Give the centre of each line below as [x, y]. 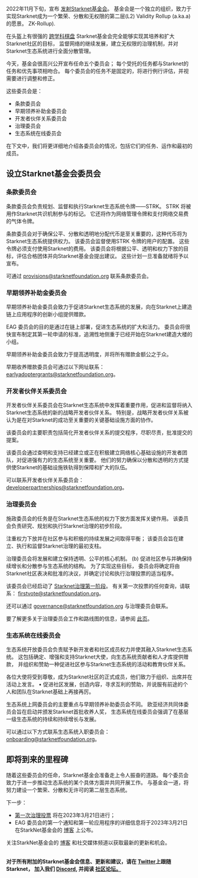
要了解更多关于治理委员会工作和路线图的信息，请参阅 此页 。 [79, 618]
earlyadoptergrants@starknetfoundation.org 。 [62, 374]
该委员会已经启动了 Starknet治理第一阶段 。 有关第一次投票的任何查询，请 [95, 586]
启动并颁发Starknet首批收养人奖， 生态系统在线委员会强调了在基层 [108, 711]
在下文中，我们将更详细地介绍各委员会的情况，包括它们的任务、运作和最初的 [99, 146]
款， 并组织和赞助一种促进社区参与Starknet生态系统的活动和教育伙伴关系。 [98, 664]
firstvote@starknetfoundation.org [58, 593]
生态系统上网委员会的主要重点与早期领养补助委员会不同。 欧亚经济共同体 [95, 704]
